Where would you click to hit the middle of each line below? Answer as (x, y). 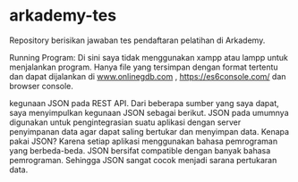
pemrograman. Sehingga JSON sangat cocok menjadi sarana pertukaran (143, 160)
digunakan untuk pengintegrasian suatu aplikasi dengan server (125, 122)
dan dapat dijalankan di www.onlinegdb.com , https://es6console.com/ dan (148, 76)
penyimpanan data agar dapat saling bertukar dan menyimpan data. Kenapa (149, 131)
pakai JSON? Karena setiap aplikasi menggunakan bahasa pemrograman (144, 141)
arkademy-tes (63, 16)
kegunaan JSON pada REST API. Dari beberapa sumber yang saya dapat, (144, 103)
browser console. (42, 86)
